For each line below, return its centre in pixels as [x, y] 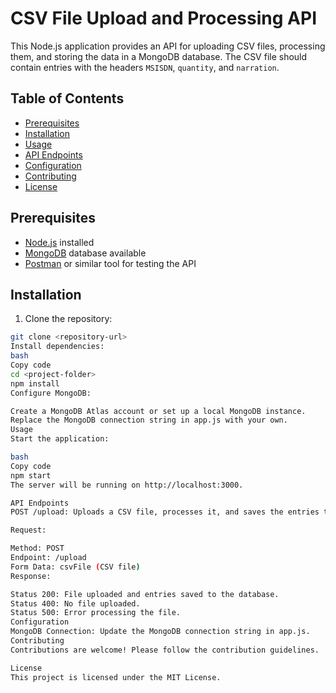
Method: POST [37, 548]
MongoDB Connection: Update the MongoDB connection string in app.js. [160, 632]
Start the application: [60, 439]
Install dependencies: [57, 347]
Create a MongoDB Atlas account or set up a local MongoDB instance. [158, 411]
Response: [31, 576]
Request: [28, 530]
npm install [35, 383]
